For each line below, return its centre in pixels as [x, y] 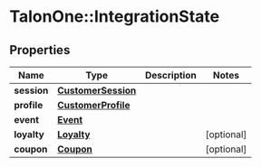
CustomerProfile [94, 105]
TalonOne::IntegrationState [115, 17]
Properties [40, 50]
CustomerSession [97, 90]
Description [170, 75]
